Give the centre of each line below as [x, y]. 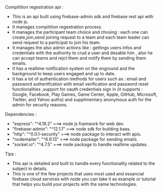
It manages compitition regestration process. [57, 27]
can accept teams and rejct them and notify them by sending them [79, 58]
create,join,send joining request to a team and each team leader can [81, 37]
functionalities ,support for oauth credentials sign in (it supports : [77, 89]
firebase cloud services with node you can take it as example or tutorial [84, 179]
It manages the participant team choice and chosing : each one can [80, 32]
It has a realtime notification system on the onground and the [73, 68]
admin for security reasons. [40, 105]
